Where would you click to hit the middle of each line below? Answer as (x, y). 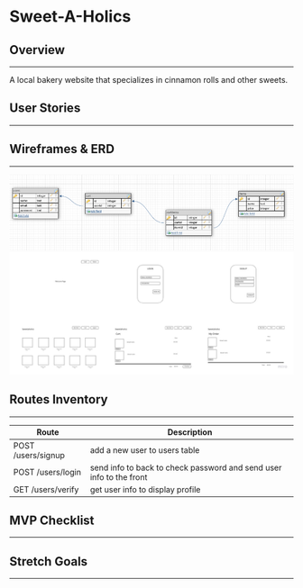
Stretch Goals (49, 561)
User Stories (45, 109)
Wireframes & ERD (62, 149)
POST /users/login (47, 472)
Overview (37, 50)
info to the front (119, 477)
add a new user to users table (145, 450)
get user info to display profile (145, 490)
